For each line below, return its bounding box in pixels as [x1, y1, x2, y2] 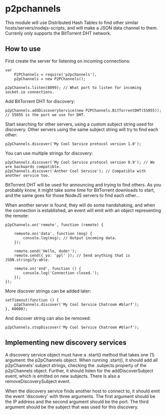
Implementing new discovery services [5, 338, 127, 347]
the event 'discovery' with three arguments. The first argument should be [5, 393, 156, 399]
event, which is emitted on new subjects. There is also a [5, 373, 120, 379]
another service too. [5, 173, 50, 178]
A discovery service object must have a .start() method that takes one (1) [5, 351, 155, 357]
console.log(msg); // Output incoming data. [23, 235, 117, 240]
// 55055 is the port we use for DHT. [5, 112, 86, 117]
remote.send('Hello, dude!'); [14, 248, 77, 253]
